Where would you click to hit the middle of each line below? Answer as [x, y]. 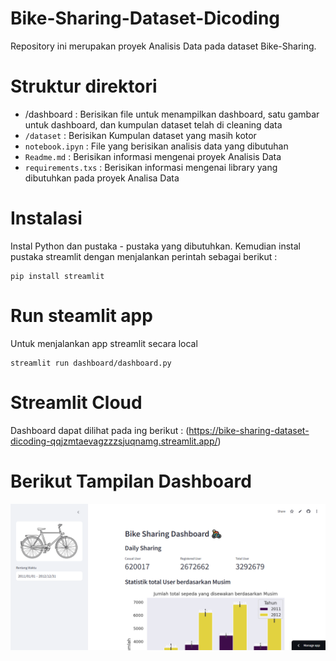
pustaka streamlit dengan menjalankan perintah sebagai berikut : [144, 256]
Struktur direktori [84, 86]
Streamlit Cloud [76, 402]
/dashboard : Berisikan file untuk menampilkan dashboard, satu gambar [172, 114]
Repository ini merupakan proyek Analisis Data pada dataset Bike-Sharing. [163, 46]
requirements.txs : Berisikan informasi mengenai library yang [151, 167]
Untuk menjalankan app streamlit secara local [104, 343]
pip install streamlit [57, 276]
